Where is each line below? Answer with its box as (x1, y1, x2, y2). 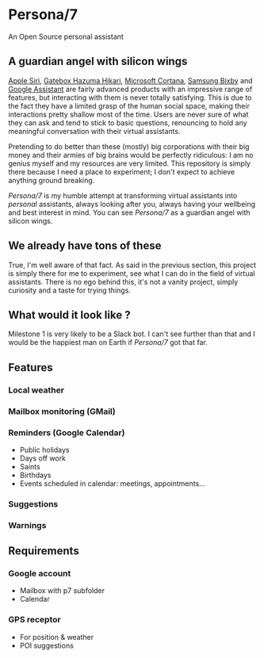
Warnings (8, 519, 47, 530)
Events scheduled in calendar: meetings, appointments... (19, 478, 205, 488)
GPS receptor (8, 614, 61, 625)
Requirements (8, 545, 79, 558)
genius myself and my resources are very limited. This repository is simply (8, 159, 251, 168)
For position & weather (19, 632, 94, 641)
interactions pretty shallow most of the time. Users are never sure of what (8, 109, 249, 119)
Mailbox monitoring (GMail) (8, 406, 117, 417)
